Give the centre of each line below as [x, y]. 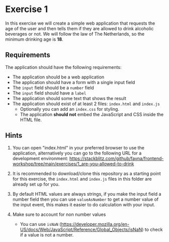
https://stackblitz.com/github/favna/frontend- [117, 158]
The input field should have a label [49, 93]
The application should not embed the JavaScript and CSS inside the [92, 114]
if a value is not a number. [47, 234]
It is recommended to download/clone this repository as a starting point [87, 173]
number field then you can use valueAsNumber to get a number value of [86, 199]
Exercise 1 [27, 9]
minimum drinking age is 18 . [34, 39]
